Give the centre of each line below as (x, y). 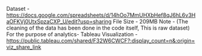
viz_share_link (24, 47)
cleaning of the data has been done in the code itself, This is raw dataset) (98, 28)
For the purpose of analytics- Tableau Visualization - (72, 34)
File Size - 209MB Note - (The (151, 21)
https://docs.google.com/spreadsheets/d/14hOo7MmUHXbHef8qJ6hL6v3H (101, 15)
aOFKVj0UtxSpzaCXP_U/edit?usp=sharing (59, 21)
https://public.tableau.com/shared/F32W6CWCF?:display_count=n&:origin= (101, 41)
